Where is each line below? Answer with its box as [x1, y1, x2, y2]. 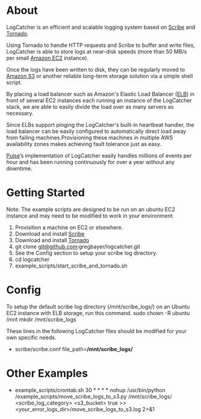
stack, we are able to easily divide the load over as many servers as [6, 103, 174, 110]
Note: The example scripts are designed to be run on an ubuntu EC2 [6, 206, 176, 213]
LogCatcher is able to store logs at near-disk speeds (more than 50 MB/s [6, 47, 187, 55]
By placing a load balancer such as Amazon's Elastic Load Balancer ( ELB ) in [6, 90, 195, 97]
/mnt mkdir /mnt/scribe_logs [6, 316, 76, 323]
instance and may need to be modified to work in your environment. [6, 212, 175, 219]
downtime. [6, 165, 32, 172]
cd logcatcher [14, 255, 50, 263]
